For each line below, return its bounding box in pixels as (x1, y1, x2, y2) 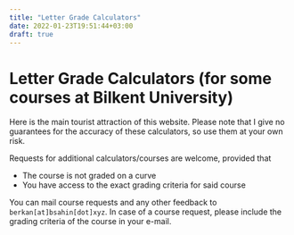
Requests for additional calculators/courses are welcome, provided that (9, 153, 272, 164)
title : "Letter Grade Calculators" (9, 13, 142, 22)
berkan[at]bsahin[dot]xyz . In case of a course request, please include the (9, 206, 282, 217)
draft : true (9, 29, 53, 38)
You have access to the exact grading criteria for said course (21, 180, 247, 190)
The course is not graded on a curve (21, 171, 157, 181)
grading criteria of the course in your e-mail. (9, 216, 172, 227)
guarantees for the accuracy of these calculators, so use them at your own (9, 126, 283, 137)
